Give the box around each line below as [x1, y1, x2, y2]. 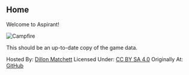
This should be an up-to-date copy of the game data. [6, 44, 138, 51]
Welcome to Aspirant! [6, 20, 60, 28]
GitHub [6, 62, 24, 69]
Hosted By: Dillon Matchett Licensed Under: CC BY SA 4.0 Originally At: [6, 55, 184, 62]
